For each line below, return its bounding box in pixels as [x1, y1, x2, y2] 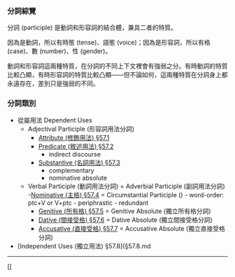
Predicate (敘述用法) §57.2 [38, 142, 114, 150]
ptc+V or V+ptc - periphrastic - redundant [27, 198, 149, 207]
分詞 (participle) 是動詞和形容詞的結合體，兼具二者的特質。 [7, 23, 177, 32]
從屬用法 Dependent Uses [17, 115, 92, 124]
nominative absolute [48, 173, 107, 182]
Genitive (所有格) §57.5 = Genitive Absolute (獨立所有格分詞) [38, 206, 211, 215]
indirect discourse [48, 150, 101, 158]
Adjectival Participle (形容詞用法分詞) [27, 125, 135, 133]
